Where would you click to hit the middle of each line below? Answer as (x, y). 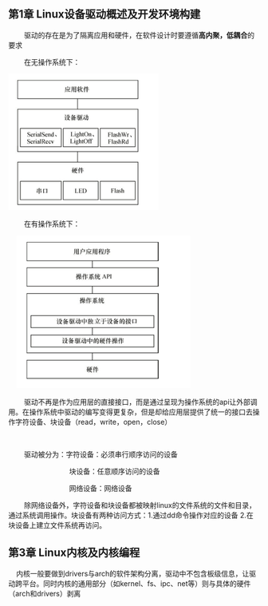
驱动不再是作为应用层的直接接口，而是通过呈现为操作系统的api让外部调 (140, 402)
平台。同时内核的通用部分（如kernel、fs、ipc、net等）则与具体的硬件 (136, 583)
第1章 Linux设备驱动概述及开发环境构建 (104, 14)
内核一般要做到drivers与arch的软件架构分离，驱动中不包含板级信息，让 (132, 573)
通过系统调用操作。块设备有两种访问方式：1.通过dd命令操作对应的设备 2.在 (131, 515)
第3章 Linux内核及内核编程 (74, 553)
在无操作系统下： (52, 61)
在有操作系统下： (52, 224)
